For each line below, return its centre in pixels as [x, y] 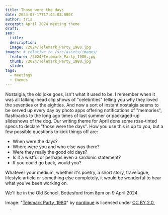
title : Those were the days [35, 10]
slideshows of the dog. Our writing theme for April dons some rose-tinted [81, 121]
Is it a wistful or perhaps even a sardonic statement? [67, 157]
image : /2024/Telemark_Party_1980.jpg [51, 47]
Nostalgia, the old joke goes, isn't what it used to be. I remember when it [80, 94]
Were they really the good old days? [50, 152]
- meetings [21, 75]
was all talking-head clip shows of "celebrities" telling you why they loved [81, 99]
